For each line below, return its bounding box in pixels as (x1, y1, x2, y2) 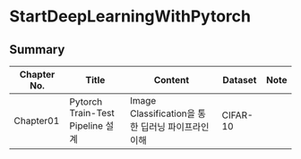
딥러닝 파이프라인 (140, 121, 210, 133)
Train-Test (69, 107, 115, 119)
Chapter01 (13, 114, 60, 127)
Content (153, 74, 190, 86)
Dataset (222, 74, 257, 86)
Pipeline (69, 120, 104, 131)
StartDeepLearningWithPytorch (9, 6, 251, 27)
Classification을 (129, 107, 195, 120)
